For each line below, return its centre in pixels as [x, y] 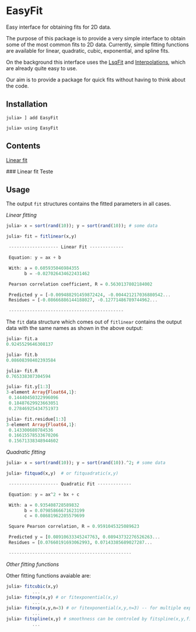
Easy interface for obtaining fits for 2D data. [59, 27]
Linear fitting [21, 215]
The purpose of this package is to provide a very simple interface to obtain [96, 38]
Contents [23, 146]
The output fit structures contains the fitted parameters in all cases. [89, 204]
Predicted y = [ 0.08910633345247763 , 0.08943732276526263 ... [84, 537]
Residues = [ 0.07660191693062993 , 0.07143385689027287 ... [80, 542]
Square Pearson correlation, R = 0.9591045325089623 [74, 527]
